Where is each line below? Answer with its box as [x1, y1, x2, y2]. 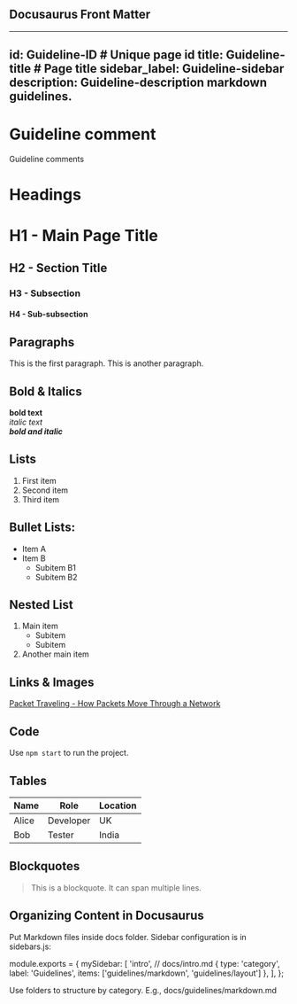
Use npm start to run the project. [9, 748, 129, 759]
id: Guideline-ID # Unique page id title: [9, 48, 224, 63]
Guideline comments [9, 154, 85, 165]
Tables [9, 773, 47, 788]
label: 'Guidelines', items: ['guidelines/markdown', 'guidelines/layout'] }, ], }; [9, 968, 285, 978]
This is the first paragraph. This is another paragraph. [9, 358, 204, 369]
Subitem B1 [34, 562, 77, 572]
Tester [47, 829, 74, 841]
